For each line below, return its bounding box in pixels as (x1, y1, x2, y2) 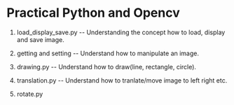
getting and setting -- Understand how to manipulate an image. (16, 49, 200, 57)
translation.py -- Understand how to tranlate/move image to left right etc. (16, 76, 228, 85)
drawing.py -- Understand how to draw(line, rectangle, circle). (16, 62, 197, 71)
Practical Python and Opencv (6, 5, 180, 21)
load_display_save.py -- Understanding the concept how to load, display (16, 28, 226, 36)
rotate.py (16, 90, 43, 98)
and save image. (16, 35, 64, 43)
